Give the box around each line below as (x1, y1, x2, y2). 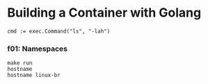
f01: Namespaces (7, 44, 68, 53)
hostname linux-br (7, 72, 61, 79)
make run (7, 60, 33, 67)
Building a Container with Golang (7, 5, 202, 21)
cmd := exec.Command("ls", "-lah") (7, 28, 111, 35)
